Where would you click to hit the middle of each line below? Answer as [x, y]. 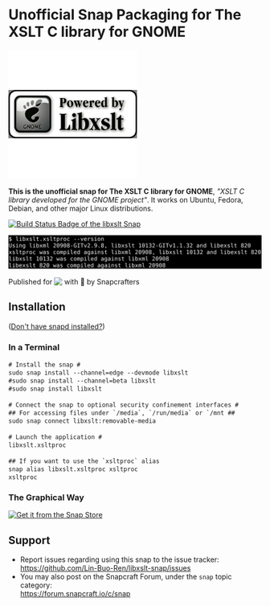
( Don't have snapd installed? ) [57, 326]
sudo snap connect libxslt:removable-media [82, 421]
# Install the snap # [45, 364]
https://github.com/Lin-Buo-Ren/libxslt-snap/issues [105, 568]
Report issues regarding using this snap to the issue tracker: [119, 559]
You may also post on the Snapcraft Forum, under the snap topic [126, 577]
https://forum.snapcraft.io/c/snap [75, 594]
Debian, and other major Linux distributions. [81, 208]
